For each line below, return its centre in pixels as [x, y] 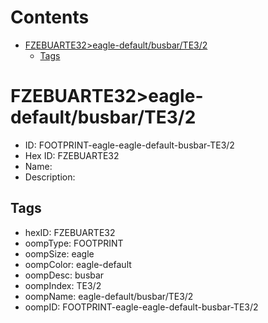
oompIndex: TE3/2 [63, 285]
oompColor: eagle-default [78, 264]
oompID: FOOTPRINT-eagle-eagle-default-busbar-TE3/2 [141, 307]
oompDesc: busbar [64, 275]
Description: [50, 177]
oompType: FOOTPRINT [74, 243]
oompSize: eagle [59, 253]
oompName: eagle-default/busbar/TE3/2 [109, 296]
